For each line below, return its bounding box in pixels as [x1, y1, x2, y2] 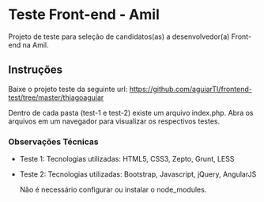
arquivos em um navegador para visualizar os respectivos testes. [8, 116, 220, 126]
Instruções [8, 63, 63, 77]
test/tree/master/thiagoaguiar [8, 93, 104, 102]
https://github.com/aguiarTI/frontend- [129, 84, 253, 93]
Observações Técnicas [8, 136, 99, 147]
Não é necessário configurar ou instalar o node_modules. [19, 185, 207, 195]
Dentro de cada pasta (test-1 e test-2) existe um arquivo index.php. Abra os [8, 108, 254, 117]
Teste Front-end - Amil [8, 6, 160, 24]
